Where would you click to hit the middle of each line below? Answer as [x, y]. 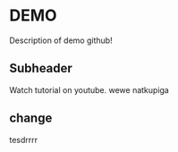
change [31, 118]
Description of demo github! [61, 40]
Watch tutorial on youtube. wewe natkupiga [89, 89]
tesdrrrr [24, 139]
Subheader [41, 68]
